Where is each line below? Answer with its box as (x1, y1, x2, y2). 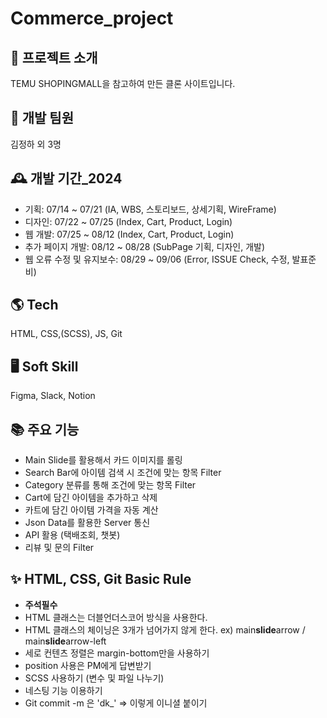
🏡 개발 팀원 (10, 110, 75, 127)
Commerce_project (10, 7, 174, 30)
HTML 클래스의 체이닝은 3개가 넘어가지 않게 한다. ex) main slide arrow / (24, 623, 306, 636)
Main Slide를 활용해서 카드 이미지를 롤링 (24, 454, 183, 466)
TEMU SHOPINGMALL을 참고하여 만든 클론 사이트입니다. (10, 78, 236, 89)
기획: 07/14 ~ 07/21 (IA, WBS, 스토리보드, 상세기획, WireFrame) (24, 203, 277, 215)
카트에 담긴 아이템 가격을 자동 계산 (24, 504, 159, 516)
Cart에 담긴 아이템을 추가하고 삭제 (24, 492, 158, 504)
